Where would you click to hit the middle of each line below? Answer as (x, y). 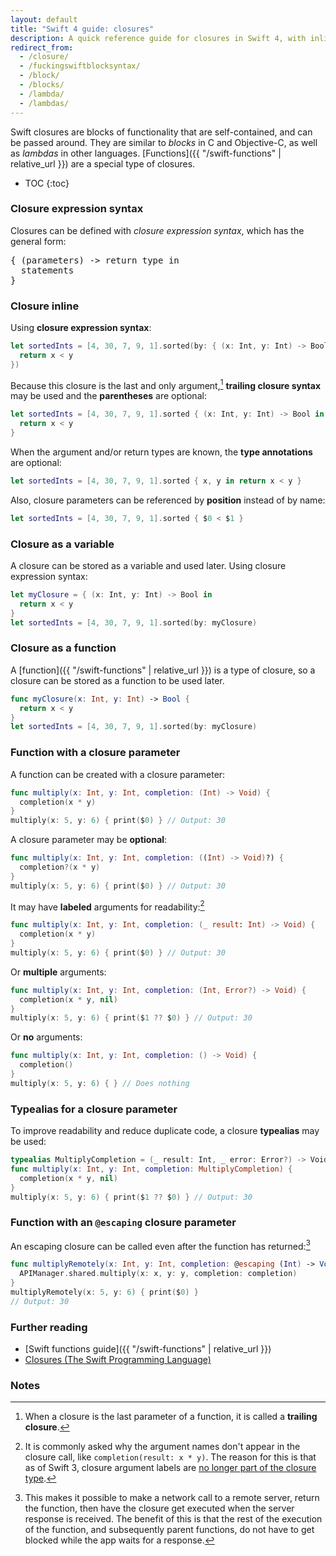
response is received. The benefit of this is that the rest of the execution (173, 1519)
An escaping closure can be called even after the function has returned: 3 (160, 1245)
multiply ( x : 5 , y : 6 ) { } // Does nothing (100, 1083)
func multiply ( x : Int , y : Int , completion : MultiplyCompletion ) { (151, 1169)
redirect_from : (42, 47)
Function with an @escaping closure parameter (123, 1223)
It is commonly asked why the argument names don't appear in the (162, 1447)
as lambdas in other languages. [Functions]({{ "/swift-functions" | (146, 153)
